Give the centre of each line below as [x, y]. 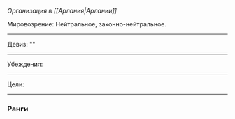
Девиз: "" [21, 44]
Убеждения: [25, 64]
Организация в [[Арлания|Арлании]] [62, 11]
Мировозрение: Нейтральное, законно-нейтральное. [87, 24]
